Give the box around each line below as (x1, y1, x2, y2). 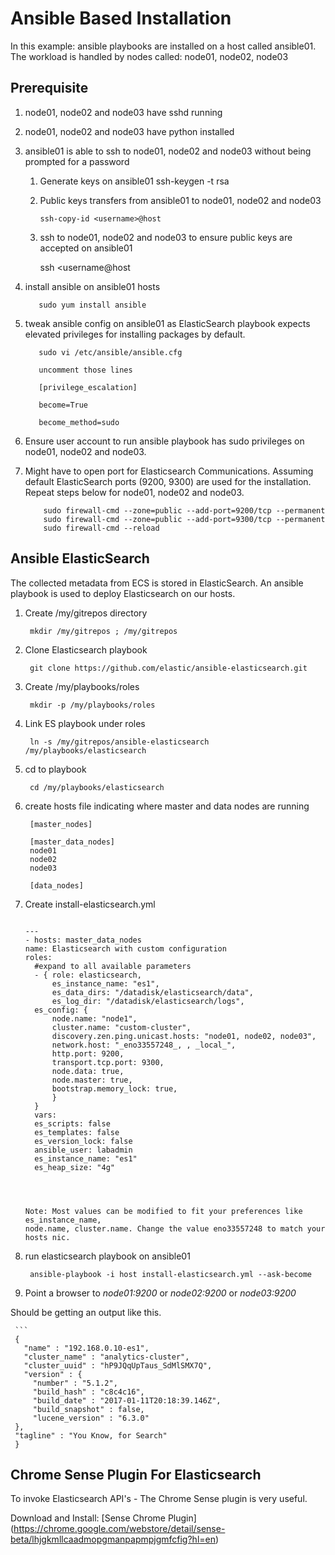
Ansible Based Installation (10, 7, 232, 30)
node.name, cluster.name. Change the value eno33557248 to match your (24, 1223, 326, 1234)
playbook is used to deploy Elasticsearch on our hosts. (10, 587, 236, 599)
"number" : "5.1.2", (32, 1378, 118, 1388)
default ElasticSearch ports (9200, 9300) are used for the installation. (24, 475, 312, 487)
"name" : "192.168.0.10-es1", (23, 1343, 150, 1353)
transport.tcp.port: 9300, (51, 1057, 165, 1067)
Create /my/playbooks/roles (24, 680, 140, 692)
